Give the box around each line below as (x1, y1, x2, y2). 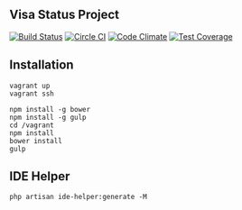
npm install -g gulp (9, 113, 88, 122)
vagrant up (9, 81, 51, 90)
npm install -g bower (9, 105, 91, 114)
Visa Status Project (9, 7, 120, 23)
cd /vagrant (9, 121, 54, 130)
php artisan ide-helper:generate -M (9, 193, 147, 202)
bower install (9, 136, 63, 145)
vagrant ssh (9, 89, 54, 98)
